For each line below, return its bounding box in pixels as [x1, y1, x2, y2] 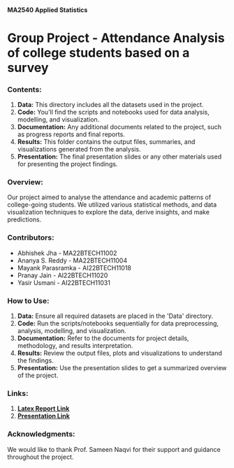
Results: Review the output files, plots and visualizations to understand [17, 349, 222, 357]
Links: [7, 388, 29, 398]
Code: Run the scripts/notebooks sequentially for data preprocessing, [17, 319, 219, 328]
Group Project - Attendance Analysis [7, 30, 225, 45]
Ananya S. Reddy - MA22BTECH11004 [17, 256, 128, 265]
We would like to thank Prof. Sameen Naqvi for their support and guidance [7, 445, 221, 453]
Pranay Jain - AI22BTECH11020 [17, 271, 108, 279]
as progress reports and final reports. [17, 130, 126, 139]
